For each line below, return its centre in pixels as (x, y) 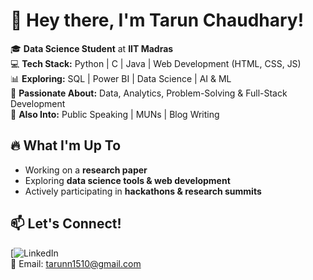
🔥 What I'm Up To (66, 145)
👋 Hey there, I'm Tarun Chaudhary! (157, 20)
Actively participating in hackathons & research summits (143, 191)
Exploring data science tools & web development (127, 180)
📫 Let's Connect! (66, 224)
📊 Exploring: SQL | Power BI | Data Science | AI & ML (121, 78)
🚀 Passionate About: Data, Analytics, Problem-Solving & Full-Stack (149, 93)
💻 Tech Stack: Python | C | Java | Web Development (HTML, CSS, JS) (156, 63)
